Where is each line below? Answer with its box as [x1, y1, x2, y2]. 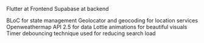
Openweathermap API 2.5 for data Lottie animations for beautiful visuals [6, 24, 188, 30]
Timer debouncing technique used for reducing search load [6, 30, 157, 37]
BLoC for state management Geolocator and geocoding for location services [6, 17, 199, 24]
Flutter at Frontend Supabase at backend [6, 5, 109, 12]
